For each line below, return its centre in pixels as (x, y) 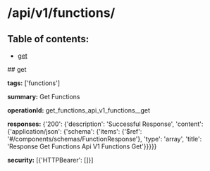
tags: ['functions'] (33, 83)
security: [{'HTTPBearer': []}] (50, 160)
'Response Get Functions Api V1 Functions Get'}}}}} (82, 146)
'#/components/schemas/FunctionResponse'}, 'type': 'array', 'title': (105, 139)
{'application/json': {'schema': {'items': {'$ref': (75, 131)
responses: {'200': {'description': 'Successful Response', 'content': (105, 124)
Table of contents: (48, 39)
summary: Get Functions (44, 97)
